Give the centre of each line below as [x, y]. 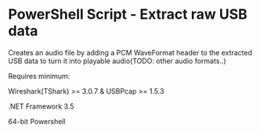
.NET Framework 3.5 [41, 106]
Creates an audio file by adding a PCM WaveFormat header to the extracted [130, 52]
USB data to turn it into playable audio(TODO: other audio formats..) [117, 61]
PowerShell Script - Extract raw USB [128, 14]
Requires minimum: [39, 76]
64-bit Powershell [37, 121]
